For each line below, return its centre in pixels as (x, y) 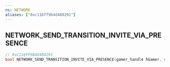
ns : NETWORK (18, 10)
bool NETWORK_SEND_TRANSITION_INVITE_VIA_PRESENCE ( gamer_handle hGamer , (83, 60)
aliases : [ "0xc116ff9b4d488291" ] (40, 15)
